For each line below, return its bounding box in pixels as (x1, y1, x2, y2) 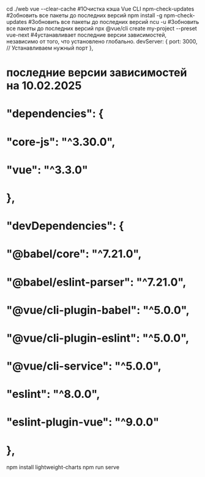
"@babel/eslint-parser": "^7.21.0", (6, 275, 187, 289)
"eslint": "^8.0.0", (6, 387, 100, 401)
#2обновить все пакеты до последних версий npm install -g (6, 12, 163, 19)
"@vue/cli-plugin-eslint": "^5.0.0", (6, 331, 190, 345)
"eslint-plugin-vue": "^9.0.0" (6, 415, 159, 429)
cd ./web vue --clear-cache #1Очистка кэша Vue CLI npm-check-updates (6, 6, 195, 12)
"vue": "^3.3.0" (6, 162, 88, 177)
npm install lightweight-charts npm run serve (6, 464, 120, 471)
